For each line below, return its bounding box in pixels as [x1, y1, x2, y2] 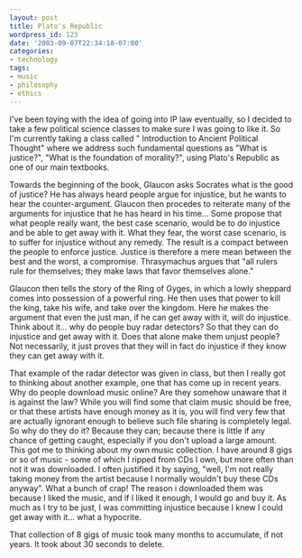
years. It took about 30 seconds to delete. [9, 538, 165, 549]
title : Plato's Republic [9, 22, 103, 31]
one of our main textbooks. [9, 162, 110, 172]
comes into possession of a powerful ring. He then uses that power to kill [9, 293, 281, 303]
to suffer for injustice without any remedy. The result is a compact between [9, 237, 288, 247]
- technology [9, 55, 59, 64]
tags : [9, 64, 30, 73]
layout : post [9, 13, 59, 23]
